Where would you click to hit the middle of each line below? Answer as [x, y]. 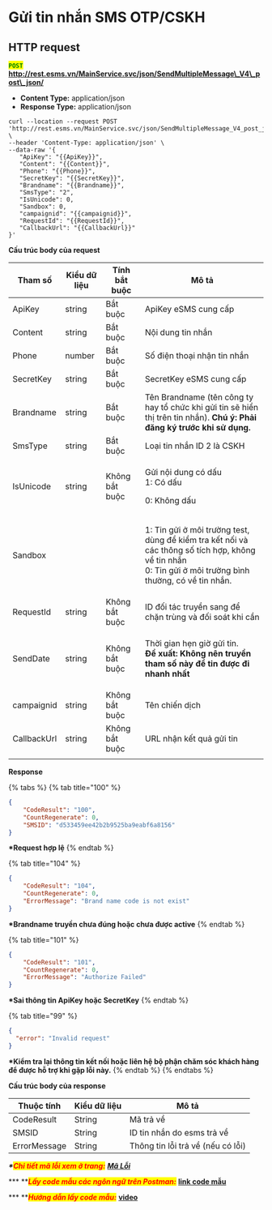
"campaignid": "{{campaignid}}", [75, 214]
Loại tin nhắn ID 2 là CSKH [195, 446]
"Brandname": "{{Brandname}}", [72, 186]
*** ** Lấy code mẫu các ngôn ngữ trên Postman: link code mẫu [117, 1181]
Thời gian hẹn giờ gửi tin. [191, 643]
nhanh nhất [167, 674]
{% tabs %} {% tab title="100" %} [65, 787]
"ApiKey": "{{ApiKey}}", [61, 157]
